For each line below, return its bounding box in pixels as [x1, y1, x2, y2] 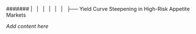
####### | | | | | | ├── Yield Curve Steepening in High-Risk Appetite [6, 6, 190, 12]
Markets [6, 12, 27, 18]
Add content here [6, 23, 49, 29]
